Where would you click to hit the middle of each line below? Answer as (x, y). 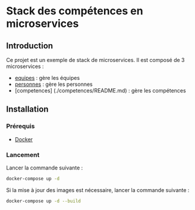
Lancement (23, 155)
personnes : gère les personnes (54, 84)
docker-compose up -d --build (44, 201)
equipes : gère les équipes (47, 78)
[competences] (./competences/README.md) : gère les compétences (100, 90)
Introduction (30, 46)
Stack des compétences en (75, 11)
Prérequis (21, 126)
